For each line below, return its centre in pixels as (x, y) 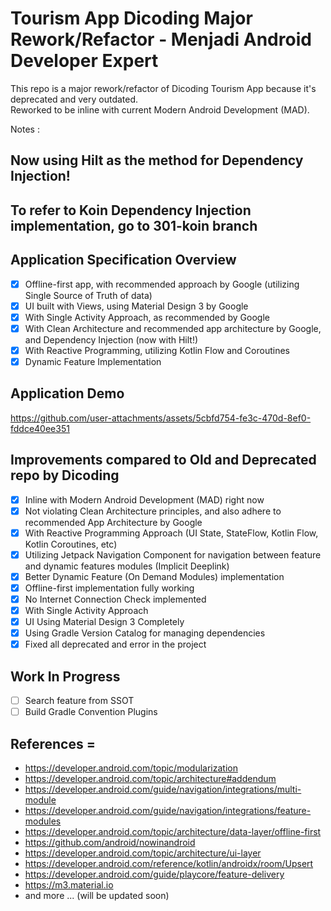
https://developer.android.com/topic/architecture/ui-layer (143, 853)
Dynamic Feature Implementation (93, 361)
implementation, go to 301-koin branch (134, 225)
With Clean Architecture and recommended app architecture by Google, (173, 328)
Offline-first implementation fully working (109, 588)
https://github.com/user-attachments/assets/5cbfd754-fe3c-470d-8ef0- (161, 418)
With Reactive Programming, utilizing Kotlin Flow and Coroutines (157, 350)
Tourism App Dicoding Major (131, 18)
